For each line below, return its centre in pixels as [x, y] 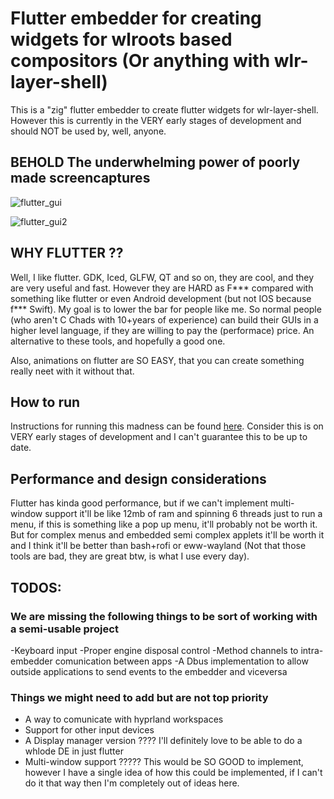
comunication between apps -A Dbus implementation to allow [181, 661]
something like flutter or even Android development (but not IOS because [161, 298]
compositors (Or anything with [140, 61]
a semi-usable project [64, 629]
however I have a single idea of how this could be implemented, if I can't [173, 773]
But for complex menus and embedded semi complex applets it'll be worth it [167, 535]
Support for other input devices [89, 730]
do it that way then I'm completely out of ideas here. [132, 783]
